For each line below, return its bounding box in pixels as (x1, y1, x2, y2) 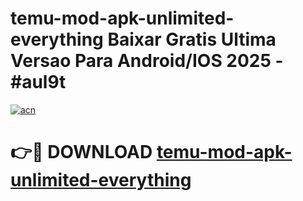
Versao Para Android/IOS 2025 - (10, 50, 284, 72)
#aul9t (10, 71, 67, 94)
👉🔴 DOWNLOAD (10, 141, 153, 164)
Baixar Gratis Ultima (107, 28, 277, 51)
